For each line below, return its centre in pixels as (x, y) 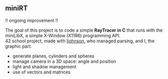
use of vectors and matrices (41, 72)
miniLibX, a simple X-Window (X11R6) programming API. (63, 35)
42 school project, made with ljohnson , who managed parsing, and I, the (80, 41)
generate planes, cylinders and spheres (53, 56)
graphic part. (19, 46)
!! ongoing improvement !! (32, 20)
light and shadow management (44, 66)
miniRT (17, 8)
